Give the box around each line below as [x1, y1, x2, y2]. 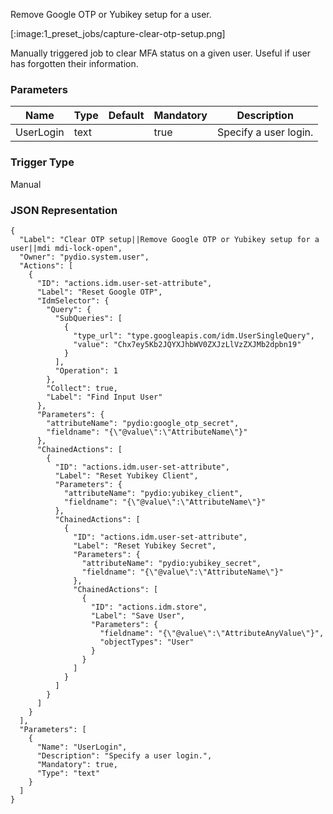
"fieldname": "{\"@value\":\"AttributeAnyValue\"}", [99, 628, 325, 638]
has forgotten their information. [10, 58, 139, 69]
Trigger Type [10, 155, 75, 169]
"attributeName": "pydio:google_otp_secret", [46, 418, 240, 428]
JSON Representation [10, 203, 118, 217]
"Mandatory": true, [36, 759, 118, 769]
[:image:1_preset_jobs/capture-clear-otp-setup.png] [10, 28, 226, 39]
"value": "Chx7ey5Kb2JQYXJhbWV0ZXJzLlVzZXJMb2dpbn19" [73, 339, 302, 349]
